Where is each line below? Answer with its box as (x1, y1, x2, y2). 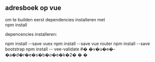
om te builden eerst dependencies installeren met (5, 16, 105, 22)
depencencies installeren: (5, 31, 57, 37)
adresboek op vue (5, 4, 61, 12)
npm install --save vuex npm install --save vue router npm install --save (5, 41, 151, 46)
